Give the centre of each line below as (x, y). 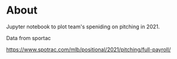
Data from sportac (29, 38)
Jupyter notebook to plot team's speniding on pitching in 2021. (83, 27)
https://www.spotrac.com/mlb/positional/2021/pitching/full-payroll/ (88, 49)
